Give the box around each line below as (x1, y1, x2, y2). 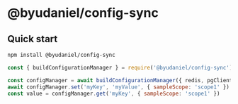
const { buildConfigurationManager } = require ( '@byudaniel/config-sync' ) (7, 64, 233, 71)
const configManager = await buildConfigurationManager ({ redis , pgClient (7, 77, 233, 84)
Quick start (7, 33, 58, 45)
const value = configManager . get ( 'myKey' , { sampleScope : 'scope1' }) (7, 90, 220, 97)
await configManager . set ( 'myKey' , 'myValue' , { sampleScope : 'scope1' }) (7, 83, 230, 91)
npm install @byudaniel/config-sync (7, 51, 115, 58)
